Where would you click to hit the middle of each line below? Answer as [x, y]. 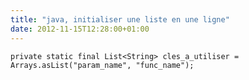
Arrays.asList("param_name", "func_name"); [102, 65]
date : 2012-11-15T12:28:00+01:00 [80, 29]
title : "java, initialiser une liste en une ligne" [120, 19]
